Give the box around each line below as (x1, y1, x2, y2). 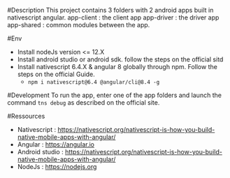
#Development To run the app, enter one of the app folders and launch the (7, 91, 222, 99)
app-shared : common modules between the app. (7, 21, 150, 29)
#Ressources (7, 112, 45, 120)
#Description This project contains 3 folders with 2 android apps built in (7, 6, 214, 14)
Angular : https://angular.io (17, 140, 95, 149)
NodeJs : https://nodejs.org (17, 163, 97, 170)
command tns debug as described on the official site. (7, 98, 160, 107)
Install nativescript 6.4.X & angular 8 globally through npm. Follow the (17, 63, 218, 71)
